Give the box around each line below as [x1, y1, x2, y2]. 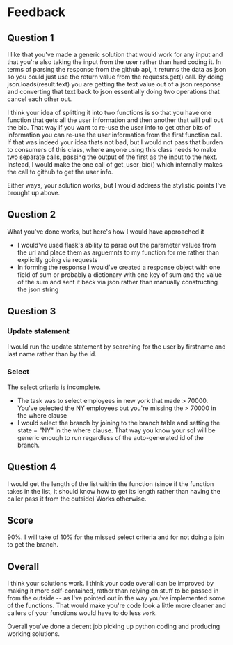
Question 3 [7, 305, 56, 317]
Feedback [7, 4, 66, 20]
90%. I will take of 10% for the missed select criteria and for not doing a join [7, 533, 225, 541]
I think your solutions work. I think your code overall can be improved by [7, 579, 214, 588]
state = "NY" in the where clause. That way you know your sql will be [17, 426, 216, 434]
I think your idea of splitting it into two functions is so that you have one [7, 109, 212, 116]
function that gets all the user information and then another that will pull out [7, 116, 223, 124]
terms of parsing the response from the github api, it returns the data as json [7, 66, 227, 73]
